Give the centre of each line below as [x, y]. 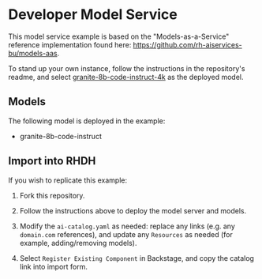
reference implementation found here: [70, 44]
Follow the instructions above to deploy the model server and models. [133, 210]
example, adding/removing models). [78, 243]
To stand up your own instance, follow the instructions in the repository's [127, 68]
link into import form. [54, 266]
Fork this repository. [52, 195]
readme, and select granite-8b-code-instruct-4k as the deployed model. [126, 77]
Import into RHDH [52, 161]
